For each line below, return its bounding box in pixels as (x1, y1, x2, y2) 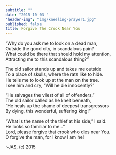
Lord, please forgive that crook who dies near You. (5, 129, 111, 135)
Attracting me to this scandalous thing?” (5, 56, 89, 62)
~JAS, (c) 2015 (5, 144, 36, 150)
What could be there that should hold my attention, (5, 51, 111, 57)
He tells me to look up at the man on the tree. (5, 77, 100, 83)
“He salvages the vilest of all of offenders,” (5, 92, 95, 98)
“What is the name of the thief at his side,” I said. (5, 118, 107, 124)
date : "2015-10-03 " (5, 12, 49, 17)
